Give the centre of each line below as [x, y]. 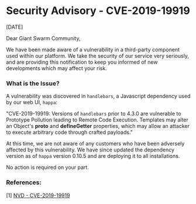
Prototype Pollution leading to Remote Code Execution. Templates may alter [97, 120]
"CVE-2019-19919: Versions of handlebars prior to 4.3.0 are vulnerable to [94, 114]
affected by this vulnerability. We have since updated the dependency [90, 150]
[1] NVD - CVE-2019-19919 [38, 195]
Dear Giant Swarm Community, [43, 38]
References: [24, 182]
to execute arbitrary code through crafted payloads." [70, 132]
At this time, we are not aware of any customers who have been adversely [95, 144]
